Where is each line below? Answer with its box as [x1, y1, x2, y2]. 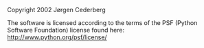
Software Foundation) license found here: [7, 26, 125, 34]
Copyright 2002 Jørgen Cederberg [7, 6, 106, 14]
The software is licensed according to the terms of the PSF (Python [7, 19, 198, 26]
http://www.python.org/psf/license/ [7, 33, 108, 41]
